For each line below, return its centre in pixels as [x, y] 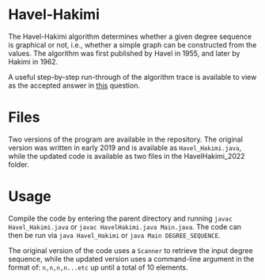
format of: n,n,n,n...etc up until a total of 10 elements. [98, 267]
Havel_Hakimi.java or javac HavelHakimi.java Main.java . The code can [125, 226]
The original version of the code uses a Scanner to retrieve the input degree [131, 250]
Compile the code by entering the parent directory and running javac [120, 218]
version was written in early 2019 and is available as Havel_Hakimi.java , [125, 147]
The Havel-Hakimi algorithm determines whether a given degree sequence [130, 36]
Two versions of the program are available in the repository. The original [126, 139]
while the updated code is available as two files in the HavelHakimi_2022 [127, 156]
